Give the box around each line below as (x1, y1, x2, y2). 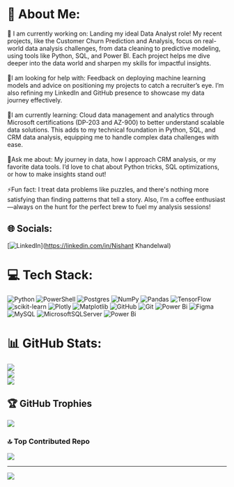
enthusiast (195, 195, 226, 203)
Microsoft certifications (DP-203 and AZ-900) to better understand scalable (7, 118, 225, 126)
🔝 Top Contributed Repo (7, 437, 91, 447)
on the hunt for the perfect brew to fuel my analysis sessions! (34, 202, 211, 211)
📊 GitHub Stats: (7, 335, 102, 351)
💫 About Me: (7, 6, 81, 22)
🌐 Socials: (7, 223, 53, 235)
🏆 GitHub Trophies (7, 398, 93, 410)
